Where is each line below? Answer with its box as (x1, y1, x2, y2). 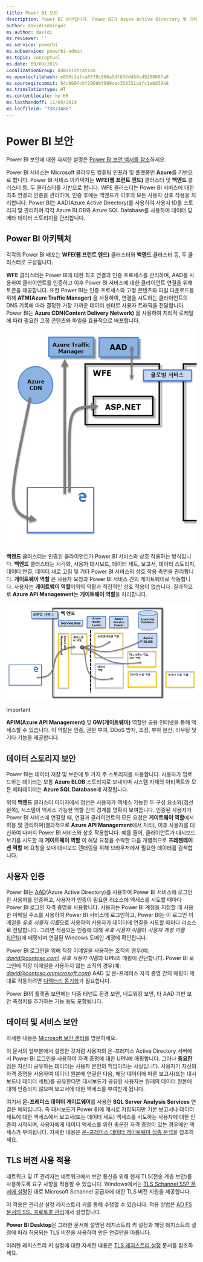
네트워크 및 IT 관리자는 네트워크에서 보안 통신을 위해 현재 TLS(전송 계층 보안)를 (6, 1172, 192, 1180)
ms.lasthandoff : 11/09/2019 (6, 99, 77, 106)
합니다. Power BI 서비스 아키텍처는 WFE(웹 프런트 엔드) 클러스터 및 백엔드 (12, 176, 187, 183)
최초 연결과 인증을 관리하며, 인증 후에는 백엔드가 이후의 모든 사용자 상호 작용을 (6, 191, 190, 198)
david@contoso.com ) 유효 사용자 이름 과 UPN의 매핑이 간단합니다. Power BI (6, 955, 188, 962)
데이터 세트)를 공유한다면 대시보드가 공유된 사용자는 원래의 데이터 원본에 (22, 1077, 192, 1085)
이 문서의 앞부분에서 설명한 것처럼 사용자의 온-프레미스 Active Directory (6, 1047, 176, 1055)
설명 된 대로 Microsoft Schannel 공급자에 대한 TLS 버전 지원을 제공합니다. (17, 1187, 192, 1195)
